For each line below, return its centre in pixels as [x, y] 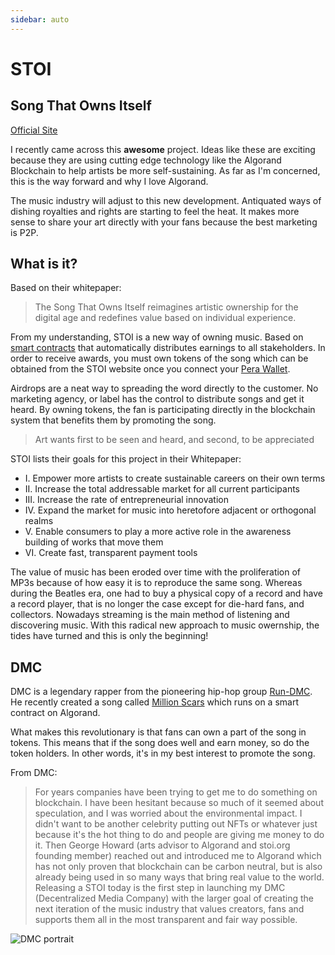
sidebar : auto [40, 19]
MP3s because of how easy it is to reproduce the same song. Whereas [156, 583]
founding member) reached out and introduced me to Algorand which [178, 856]
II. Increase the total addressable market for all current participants [162, 489]
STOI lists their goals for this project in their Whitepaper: [126, 459]
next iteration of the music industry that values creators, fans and [169, 909]
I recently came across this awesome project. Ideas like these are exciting [163, 149]
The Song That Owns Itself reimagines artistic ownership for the [166, 307]
